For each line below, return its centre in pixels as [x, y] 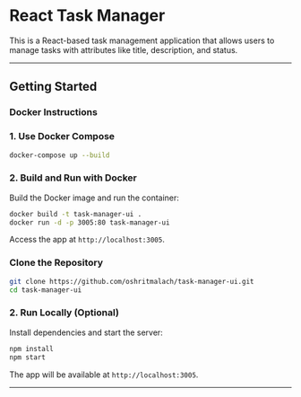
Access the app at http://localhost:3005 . [87, 240]
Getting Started [53, 87]
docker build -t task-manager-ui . [76, 214]
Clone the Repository [56, 263]
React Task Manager [87, 16]
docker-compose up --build [60, 155]
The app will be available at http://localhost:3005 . [104, 375]
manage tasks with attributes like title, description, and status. [124, 49]
